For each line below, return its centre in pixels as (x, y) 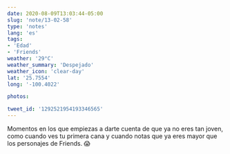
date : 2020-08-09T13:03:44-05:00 (55, 13)
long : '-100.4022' (33, 84)
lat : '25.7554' (29, 78)
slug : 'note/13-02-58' (40, 20)
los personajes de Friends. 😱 (49, 143)
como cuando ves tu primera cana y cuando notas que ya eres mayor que (112, 136)
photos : (18, 97)
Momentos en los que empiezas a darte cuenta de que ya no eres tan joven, (115, 129)
